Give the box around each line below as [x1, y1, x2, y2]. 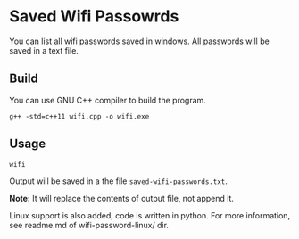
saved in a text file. [9, 45, 79, 55]
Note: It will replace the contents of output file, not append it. [9, 193, 235, 203]
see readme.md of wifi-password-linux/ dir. [9, 219, 170, 230]
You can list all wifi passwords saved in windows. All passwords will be [9, 36, 270, 46]
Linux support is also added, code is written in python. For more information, [9, 210, 291, 220]
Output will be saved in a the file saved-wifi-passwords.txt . [9, 176, 228, 186]
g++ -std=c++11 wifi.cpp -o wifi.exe [9, 111, 150, 121]
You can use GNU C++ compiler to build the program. [9, 95, 207, 105]
